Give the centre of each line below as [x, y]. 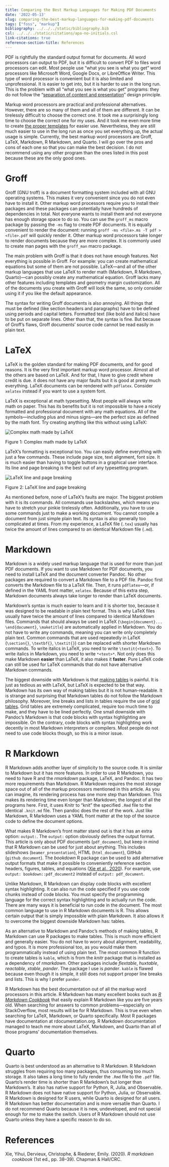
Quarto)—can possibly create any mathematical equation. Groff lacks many [83, 277]
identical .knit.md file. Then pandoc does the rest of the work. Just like [79, 810]
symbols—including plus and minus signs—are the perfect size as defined [82, 417]
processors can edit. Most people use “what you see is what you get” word [83, 68]
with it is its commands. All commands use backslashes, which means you [82, 502]
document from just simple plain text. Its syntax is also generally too [76, 518]
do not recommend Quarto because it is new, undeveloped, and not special [83, 1109]
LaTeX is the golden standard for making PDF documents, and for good [79, 364]
